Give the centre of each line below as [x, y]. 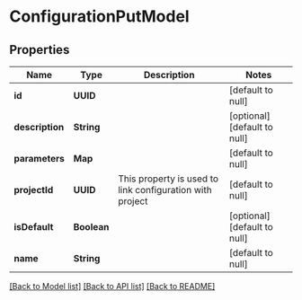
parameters [39, 159]
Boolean [91, 227]
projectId [34, 190]
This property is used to [168, 179]
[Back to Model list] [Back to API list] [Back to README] [112, 286]
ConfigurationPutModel [100, 17]
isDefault [34, 227]
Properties [40, 50]
